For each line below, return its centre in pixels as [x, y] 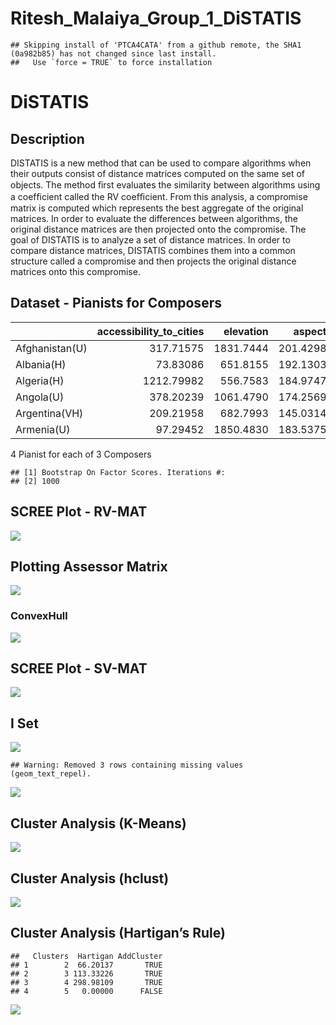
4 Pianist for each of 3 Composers [81, 454]
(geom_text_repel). [51, 774]
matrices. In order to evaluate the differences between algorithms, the [154, 218]
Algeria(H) [40, 380]
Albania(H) [41, 364]
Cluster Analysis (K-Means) [98, 823]
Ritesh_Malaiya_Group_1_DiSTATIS [156, 18]
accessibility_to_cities [150, 331]
